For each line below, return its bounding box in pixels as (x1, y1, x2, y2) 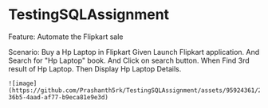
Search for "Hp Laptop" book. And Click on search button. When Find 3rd (8, 56, 250, 65)
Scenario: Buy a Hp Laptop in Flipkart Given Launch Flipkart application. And (8, 47, 260, 56)
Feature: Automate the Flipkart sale (8, 32, 124, 41)
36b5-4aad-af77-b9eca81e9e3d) (8, 93, 109, 101)
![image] (8, 79, 37, 87)
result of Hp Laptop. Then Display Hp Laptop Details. (8, 64, 182, 73)
